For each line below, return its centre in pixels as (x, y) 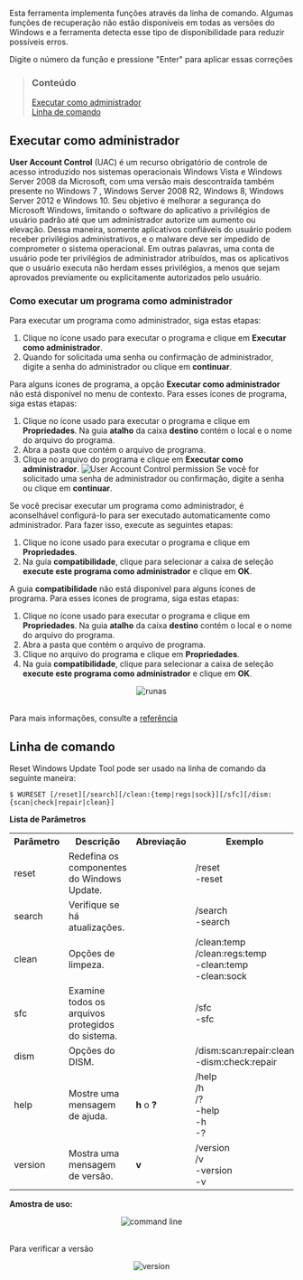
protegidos (92, 1025)
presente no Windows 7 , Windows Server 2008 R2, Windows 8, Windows (147, 191)
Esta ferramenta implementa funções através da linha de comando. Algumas (151, 13)
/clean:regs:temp (231, 954)
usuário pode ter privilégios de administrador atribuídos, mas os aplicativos (149, 259)
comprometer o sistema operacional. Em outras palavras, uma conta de (142, 249)
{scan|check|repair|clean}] (62, 803)
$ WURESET (28, 795)
